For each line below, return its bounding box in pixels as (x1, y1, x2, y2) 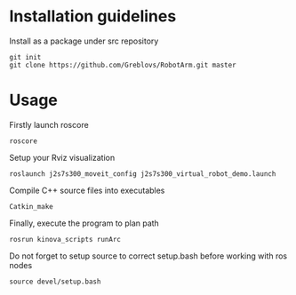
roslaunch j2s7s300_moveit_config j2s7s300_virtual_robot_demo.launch (9, 169, 276, 179)
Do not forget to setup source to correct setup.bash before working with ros (9, 251, 288, 261)
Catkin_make (9, 202, 53, 211)
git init (9, 52, 42, 61)
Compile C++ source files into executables (9, 185, 165, 195)
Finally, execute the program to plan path (9, 218, 160, 228)
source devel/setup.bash (9, 277, 101, 286)
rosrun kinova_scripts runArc (9, 235, 122, 243)
